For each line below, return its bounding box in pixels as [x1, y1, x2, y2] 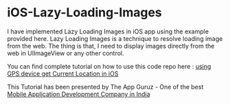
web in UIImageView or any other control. [7, 49, 124, 57]
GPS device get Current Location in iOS [7, 70, 119, 78]
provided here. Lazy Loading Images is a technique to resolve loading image [7, 34, 223, 42]
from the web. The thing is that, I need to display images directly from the [7, 42, 215, 50]
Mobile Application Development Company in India [7, 90, 150, 98]
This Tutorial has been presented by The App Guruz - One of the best [7, 82, 204, 91]
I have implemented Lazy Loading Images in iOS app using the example [7, 27, 209, 35]
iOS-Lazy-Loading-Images [7, 5, 163, 20]
